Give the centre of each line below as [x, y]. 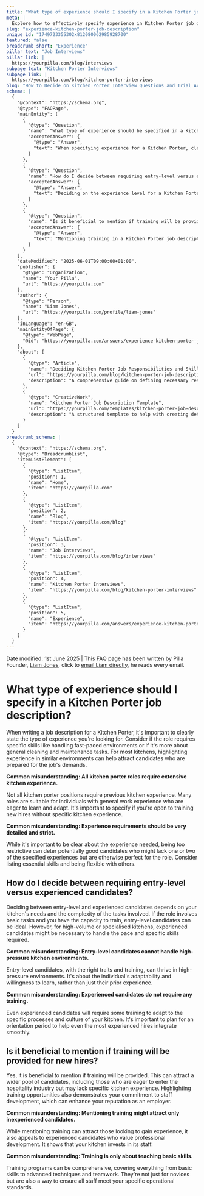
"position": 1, [47, 477]
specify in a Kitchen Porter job [84, 702]
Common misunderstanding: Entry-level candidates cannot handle [92, 951]
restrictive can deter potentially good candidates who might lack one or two [101, 850]
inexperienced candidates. [41, 1120]
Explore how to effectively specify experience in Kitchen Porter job [103, 23]
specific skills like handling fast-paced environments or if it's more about [97, 745]
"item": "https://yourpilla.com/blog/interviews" [92, 556]
